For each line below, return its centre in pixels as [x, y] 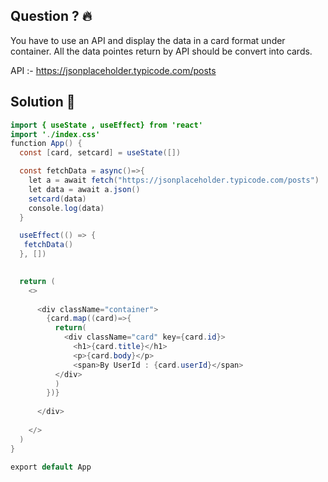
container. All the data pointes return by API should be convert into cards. [161, 51]
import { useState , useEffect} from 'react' [106, 125]
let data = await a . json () [84, 189]
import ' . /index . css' [55, 134]
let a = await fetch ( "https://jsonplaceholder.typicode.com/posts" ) [174, 180]
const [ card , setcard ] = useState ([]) [100, 153]
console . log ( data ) [66, 208]
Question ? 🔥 [51, 16]
